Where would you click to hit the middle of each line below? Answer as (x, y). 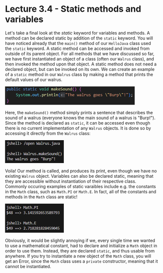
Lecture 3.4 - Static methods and (73, 9)
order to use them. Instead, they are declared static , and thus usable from (80, 251)
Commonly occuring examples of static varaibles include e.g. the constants (81, 186)
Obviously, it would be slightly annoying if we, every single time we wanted (80, 240)
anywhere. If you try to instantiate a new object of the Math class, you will (78, 256)
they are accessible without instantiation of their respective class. (71, 181)
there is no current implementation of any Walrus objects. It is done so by (78, 128)
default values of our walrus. (34, 80)
